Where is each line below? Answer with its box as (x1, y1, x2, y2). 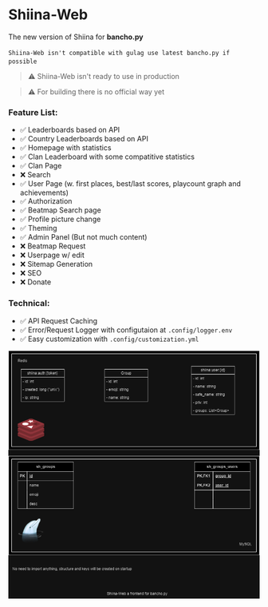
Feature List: (8, 106, 58, 117)
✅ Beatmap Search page (19, 205, 101, 215)
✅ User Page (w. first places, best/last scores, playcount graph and (19, 179, 241, 188)
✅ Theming (19, 224, 57, 233)
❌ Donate (19, 277, 52, 287)
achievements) (19, 188, 69, 197)
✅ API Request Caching (19, 315, 98, 325)
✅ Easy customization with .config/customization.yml (19, 334, 199, 343)
